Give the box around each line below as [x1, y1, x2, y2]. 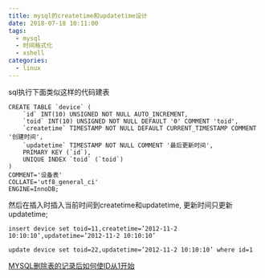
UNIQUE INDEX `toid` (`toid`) [22, 155, 124, 163]
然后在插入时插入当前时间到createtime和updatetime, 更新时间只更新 [8, 200, 233, 210]
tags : [8, 27, 26, 35]
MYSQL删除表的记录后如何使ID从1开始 [8, 260, 135, 270]
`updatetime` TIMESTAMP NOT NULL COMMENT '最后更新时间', [22, 141, 214, 149]
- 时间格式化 [15, 42, 54, 50]
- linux [15, 64, 42, 72]
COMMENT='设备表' [8, 170, 63, 179]
